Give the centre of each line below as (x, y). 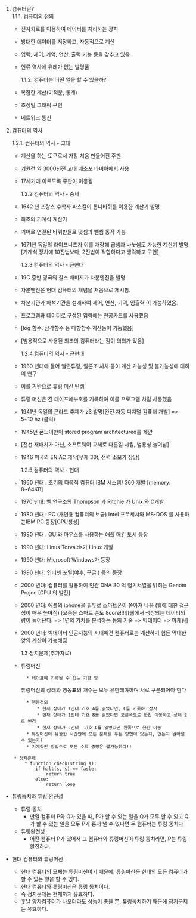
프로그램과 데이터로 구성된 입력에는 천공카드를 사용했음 (85, 315)
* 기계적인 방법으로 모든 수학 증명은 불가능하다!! (79, 747)
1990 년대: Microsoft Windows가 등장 (66, 560)
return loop (60, 784)
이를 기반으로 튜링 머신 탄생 (52, 386)
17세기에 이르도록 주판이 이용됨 (57, 181)
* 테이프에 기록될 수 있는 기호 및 (62, 678)
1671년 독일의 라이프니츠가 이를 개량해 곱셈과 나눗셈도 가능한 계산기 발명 (105, 244)
